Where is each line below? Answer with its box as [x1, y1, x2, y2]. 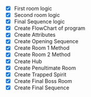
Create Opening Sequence [14, 38, 79, 45]
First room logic [14, 5, 52, 12]
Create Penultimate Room [14, 64, 76, 71]
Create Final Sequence [14, 84, 70, 91]
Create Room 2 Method [14, 51, 71, 58]
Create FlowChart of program [14, 25, 86, 32]
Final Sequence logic [14, 18, 65, 25]
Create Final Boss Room [14, 77, 72, 84]
